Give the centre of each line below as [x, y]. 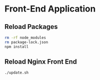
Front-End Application [50, 9]
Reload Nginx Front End [41, 62]
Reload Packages [31, 27]
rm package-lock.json [26, 42]
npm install [17, 47]
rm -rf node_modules [25, 38]
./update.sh [17, 73]
